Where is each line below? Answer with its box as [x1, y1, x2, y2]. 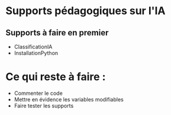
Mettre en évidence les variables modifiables [14, 96, 124, 103]
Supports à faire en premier [5, 28, 109, 38]
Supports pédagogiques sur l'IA [5, 4, 166, 18]
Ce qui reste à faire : [5, 70, 106, 84]
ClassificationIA [14, 43, 53, 50]
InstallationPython [14, 50, 59, 57]
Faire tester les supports [14, 102, 74, 109]
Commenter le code [14, 90, 63, 97]
